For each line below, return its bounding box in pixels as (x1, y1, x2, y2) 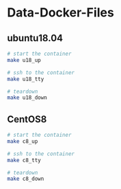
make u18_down (7, 94, 48, 101)
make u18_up (7, 56, 41, 63)
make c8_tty (7, 157, 41, 164)
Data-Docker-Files (7, 5, 114, 21)
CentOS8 (7, 113, 47, 125)
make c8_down (7, 175, 44, 183)
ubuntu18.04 (7, 32, 64, 44)
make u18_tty (7, 76, 44, 82)
